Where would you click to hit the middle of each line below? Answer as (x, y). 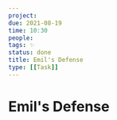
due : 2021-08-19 (35, 23)
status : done (30, 52)
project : (23, 15)
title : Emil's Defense (46, 60)
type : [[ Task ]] (33, 68)
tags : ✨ (21, 45)
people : (21, 38)
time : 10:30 (28, 30)
